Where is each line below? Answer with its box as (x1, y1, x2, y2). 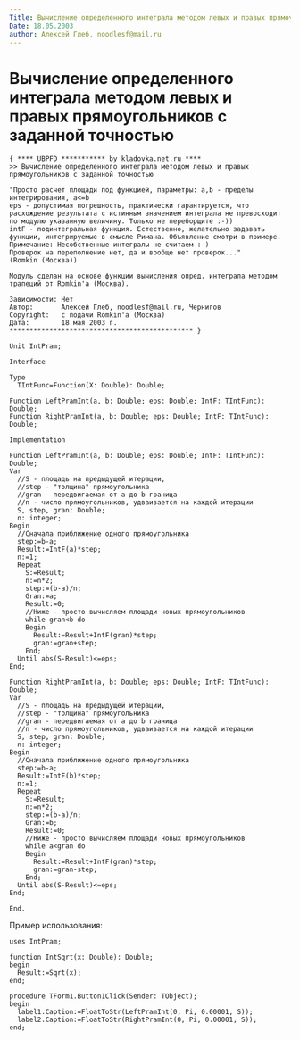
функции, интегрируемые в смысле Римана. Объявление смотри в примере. (9, 233, 281, 242)
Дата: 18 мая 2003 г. (9, 319, 118, 328)
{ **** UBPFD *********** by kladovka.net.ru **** (9, 154, 202, 163)
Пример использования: (9, 920, 103, 931)
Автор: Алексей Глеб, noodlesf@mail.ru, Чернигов (9, 303, 221, 312)
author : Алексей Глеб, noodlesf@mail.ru (9, 29, 162, 38)
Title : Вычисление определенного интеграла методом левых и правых (9, 12, 266, 22)
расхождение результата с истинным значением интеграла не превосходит (9, 209, 281, 219)
